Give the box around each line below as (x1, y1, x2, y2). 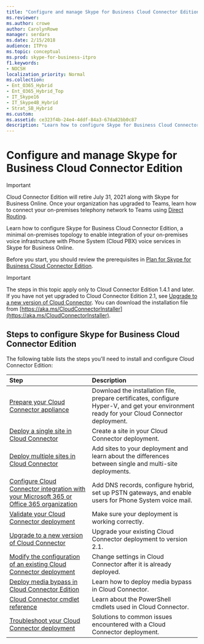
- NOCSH (6, 65, 26, 72)
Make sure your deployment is (92, 509, 178, 518)
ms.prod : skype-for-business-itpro (6, 54, 97, 60)
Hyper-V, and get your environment (92, 402, 195, 410)
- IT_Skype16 (6, 94, 39, 100)
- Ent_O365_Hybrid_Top (6, 88, 64, 94)
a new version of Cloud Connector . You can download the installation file (6, 299, 188, 306)
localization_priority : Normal (6, 71, 86, 77)
